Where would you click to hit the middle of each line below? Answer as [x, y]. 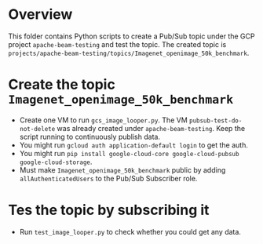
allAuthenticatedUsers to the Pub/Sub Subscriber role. [108, 178]
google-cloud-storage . [56, 162]
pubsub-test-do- [216, 120]
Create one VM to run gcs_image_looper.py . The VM [104, 120]
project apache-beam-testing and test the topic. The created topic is [117, 44]
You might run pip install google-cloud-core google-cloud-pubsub [129, 153]
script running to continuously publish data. [90, 137]
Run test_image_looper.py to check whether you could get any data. [130, 231]
